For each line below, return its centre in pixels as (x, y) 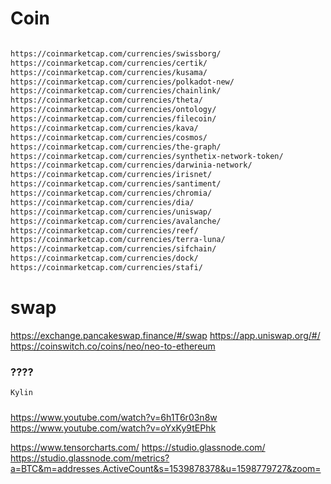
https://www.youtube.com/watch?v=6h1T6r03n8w (114, 417)
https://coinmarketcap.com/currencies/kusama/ (109, 72)
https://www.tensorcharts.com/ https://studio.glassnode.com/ (138, 447)
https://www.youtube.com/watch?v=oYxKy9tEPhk (113, 428)
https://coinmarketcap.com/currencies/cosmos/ (109, 137)
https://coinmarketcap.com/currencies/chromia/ (111, 193)
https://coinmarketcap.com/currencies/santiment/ (116, 184)
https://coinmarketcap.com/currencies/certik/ (109, 63)
